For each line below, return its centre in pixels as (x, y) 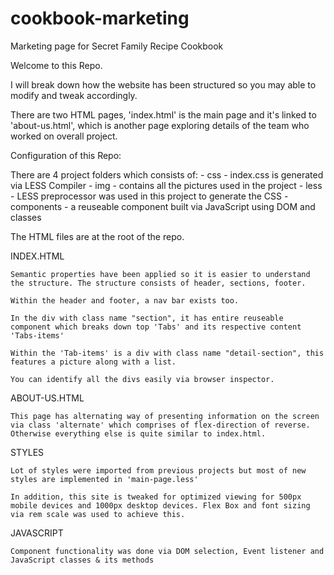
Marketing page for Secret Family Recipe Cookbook (117, 46)
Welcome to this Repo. (56, 65)
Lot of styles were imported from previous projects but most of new (158, 470)
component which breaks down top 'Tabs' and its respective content (156, 327)
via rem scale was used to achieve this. (98, 514)
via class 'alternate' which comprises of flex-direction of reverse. (160, 425)
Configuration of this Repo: (66, 155)
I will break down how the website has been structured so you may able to (163, 84)
